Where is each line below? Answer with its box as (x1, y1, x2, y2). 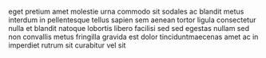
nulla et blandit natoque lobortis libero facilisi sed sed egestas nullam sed (8, 24, 250, 33)
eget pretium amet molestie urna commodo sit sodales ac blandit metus (8, 7, 244, 16)
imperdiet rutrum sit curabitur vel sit (8, 41, 126, 50)
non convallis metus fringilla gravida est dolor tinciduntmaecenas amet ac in (8, 32, 259, 41)
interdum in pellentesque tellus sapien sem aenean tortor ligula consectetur (8, 15, 257, 25)
